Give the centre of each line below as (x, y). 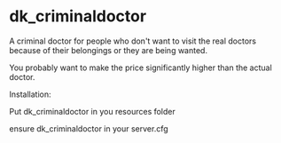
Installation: (30, 94)
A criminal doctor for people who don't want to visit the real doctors (133, 41)
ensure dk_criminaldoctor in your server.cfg (89, 128)
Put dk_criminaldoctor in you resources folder (92, 111)
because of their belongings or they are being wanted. (109, 50)
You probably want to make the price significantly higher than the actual (140, 68)
